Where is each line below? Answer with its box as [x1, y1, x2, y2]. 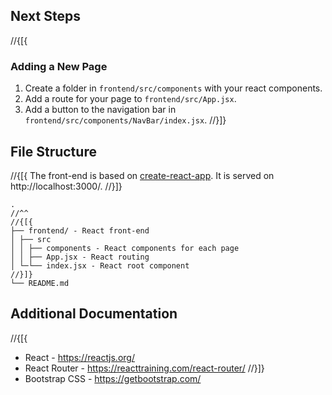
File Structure [10, 143, 97, 160]
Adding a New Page [10, 59, 108, 73]
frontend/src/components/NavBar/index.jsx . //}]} [24, 114, 227, 126]
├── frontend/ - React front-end [10, 225, 150, 236]
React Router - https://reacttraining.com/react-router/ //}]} [24, 362, 265, 374]
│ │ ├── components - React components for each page [10, 243, 240, 253]
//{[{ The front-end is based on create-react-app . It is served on [10, 169, 275, 181]
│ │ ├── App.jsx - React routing [10, 252, 150, 262]
